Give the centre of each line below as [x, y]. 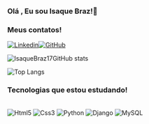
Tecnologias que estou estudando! [68, 90]
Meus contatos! [35, 29]
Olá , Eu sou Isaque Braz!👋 [52, 11]
